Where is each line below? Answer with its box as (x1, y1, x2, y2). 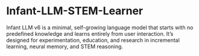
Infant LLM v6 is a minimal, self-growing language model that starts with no (6, 24, 194, 31)
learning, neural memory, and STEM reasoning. (6, 43, 124, 50)
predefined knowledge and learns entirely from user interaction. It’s (6, 30, 174, 37)
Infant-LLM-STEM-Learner (6, 4, 144, 18)
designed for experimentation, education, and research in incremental (6, 36, 180, 43)
